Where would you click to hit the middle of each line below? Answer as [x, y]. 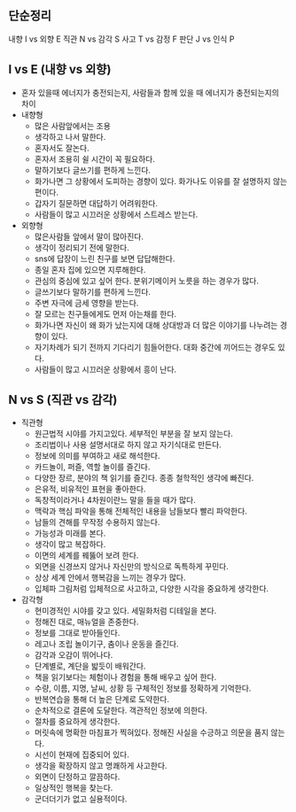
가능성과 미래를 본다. [70, 533]
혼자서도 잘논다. [62, 148]
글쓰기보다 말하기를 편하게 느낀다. [93, 291]
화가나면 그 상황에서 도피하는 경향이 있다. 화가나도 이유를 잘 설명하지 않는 [161, 181]
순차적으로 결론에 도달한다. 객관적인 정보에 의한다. [121, 710]
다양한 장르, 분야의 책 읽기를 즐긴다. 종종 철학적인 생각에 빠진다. [144, 478]
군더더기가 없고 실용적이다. [81, 799]
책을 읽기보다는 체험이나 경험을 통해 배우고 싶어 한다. [125, 677]
